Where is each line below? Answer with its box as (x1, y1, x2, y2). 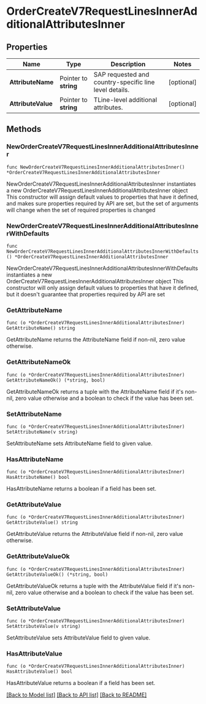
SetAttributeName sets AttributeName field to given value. (6, 440, 153, 447)
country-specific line (93, 78, 155, 86)
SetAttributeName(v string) (6, 429, 78, 435)
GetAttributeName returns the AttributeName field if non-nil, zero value (6, 336, 186, 343)
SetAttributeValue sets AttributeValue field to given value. (6, 634, 151, 641)
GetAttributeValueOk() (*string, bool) (6, 572, 109, 578)
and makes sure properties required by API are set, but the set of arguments (6, 199, 199, 207)
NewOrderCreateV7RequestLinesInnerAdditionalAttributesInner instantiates (6, 180, 196, 188)
